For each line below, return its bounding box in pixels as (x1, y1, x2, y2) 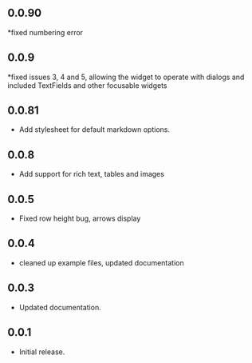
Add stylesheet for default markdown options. (18, 125, 171, 134)
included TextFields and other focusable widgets (7, 80, 167, 90)
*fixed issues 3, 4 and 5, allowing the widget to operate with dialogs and (7, 72, 245, 82)
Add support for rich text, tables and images (18, 170, 165, 179)
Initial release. (18, 347, 65, 357)
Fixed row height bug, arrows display (18, 213, 141, 223)
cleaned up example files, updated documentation (18, 257, 184, 267)
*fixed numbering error (7, 27, 84, 37)
